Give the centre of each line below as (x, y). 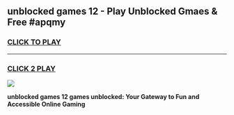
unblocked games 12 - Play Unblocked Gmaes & (112, 11)
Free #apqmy (37, 23)
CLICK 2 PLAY (31, 68)
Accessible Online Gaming (46, 104)
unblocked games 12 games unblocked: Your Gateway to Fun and (103, 96)
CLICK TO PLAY (34, 43)
